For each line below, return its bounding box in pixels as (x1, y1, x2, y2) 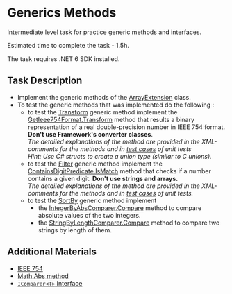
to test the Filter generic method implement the (27, 159, 163, 168)
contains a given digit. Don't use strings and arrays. (27, 174, 179, 182)
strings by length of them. (38, 225, 113, 234)
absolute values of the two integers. (38, 211, 141, 219)
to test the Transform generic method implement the (27, 107, 178, 116)
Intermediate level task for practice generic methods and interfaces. (7, 28, 202, 36)
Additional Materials (7, 246, 97, 258)
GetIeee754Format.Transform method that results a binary (27, 115, 194, 123)
